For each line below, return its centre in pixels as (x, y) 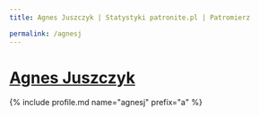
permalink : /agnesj (46, 33)
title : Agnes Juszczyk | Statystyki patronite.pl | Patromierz (130, 17)
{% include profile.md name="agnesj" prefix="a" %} (106, 103)
